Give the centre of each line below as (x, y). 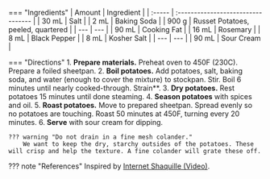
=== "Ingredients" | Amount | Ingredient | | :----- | (91, 12)
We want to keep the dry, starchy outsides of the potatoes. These (138, 144)
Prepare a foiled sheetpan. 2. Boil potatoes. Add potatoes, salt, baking (126, 71)
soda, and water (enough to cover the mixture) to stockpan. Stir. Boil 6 (125, 79)
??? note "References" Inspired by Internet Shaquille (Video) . (109, 166)
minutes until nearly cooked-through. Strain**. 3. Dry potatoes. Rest (122, 88)
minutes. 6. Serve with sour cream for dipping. (86, 122)
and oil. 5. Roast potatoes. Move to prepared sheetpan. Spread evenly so (130, 105)
